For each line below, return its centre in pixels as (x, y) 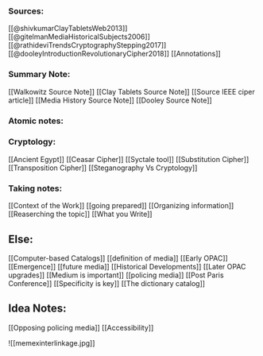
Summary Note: (39, 75)
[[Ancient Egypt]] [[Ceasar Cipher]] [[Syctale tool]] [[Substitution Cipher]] (129, 159)
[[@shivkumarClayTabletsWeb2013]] (68, 29)
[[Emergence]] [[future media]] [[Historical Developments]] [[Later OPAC (127, 266)
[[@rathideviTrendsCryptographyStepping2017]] (87, 45)
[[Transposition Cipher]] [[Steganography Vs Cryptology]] (103, 168)
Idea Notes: (37, 309)
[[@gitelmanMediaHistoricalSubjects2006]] (79, 37)
